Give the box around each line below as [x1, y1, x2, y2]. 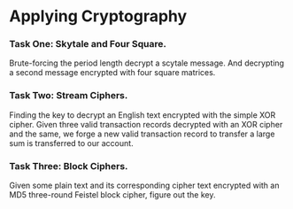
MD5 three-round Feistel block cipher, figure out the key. [9, 190, 216, 200]
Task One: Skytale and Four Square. [9, 38, 166, 50]
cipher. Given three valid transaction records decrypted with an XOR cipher [9, 119, 283, 129]
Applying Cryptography [9, 6, 188, 27]
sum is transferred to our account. [9, 137, 135, 148]
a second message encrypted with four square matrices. [9, 67, 216, 78]
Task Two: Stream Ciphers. [9, 89, 128, 102]
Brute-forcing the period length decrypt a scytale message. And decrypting [9, 58, 285, 68]
